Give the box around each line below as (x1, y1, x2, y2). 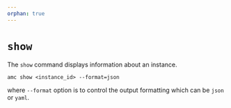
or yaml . (7, 93, 30, 101)
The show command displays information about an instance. (7, 60, 177, 69)
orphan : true (7, 10, 45, 17)
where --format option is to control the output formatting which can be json (7, 86, 224, 94)
